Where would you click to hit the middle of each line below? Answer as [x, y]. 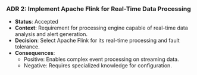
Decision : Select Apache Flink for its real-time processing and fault [97, 41]
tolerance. [27, 47]
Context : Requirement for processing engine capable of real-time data [101, 28]
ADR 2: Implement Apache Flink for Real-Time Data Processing [99, 9]
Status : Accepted [36, 22]
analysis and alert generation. [51, 34]
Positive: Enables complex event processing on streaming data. [101, 59]
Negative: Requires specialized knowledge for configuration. [98, 66]
